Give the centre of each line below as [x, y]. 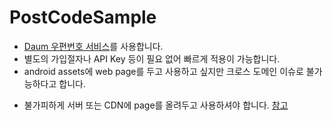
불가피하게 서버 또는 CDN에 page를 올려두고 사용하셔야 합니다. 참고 [156, 105]
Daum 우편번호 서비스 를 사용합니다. [93, 46]
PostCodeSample [83, 17]
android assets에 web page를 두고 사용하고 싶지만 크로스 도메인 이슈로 [163, 71]
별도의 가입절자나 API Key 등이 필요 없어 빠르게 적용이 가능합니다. [152, 58]
